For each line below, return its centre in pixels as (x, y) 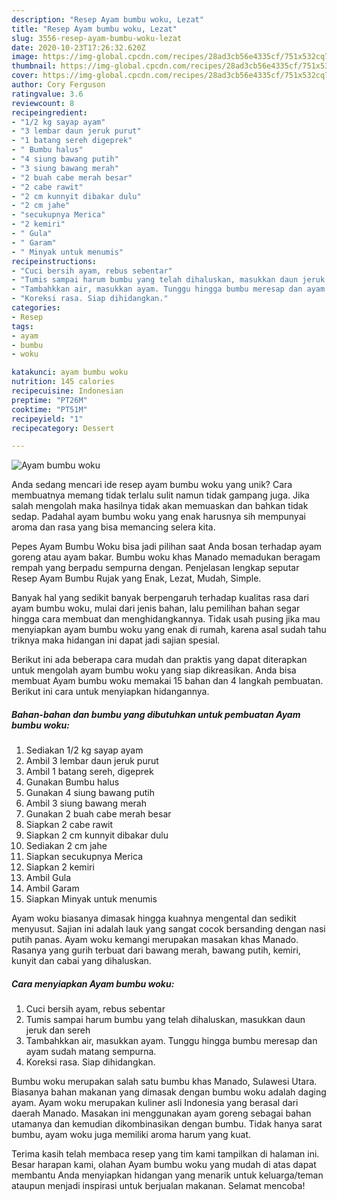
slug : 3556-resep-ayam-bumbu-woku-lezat (97, 38)
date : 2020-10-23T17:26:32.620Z (78, 47)
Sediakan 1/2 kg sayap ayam (84, 750)
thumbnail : (34, 66)
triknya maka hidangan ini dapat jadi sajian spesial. (116, 640)
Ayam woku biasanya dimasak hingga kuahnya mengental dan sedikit (154, 918)
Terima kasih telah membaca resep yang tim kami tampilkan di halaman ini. (165, 1154)
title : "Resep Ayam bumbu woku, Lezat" (94, 29)
